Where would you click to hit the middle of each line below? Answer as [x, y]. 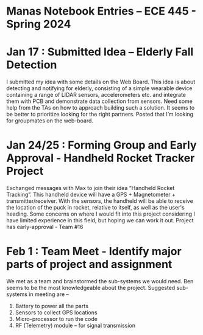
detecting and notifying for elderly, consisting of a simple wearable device [99, 88]
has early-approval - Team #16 [45, 227]
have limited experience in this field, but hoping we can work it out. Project [100, 220]
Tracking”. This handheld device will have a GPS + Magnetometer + [91, 195]
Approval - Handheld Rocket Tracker [101, 158]
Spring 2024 [39, 24]
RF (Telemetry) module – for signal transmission [75, 325]
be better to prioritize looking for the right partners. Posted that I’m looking [100, 115]
